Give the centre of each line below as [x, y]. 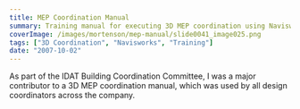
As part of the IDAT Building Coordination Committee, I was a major [133, 76]
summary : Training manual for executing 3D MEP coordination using [137, 26]
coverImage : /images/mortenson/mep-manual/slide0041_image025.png [135, 34]
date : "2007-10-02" [46, 51]
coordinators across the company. [72, 96]
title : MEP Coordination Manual [69, 17]
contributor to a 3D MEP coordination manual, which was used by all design [148, 86]
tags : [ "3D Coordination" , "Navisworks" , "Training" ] [112, 42]
